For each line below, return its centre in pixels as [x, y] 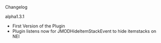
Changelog [16, 7]
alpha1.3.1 [15, 16]
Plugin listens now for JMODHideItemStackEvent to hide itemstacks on [84, 31]
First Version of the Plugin [39, 26]
